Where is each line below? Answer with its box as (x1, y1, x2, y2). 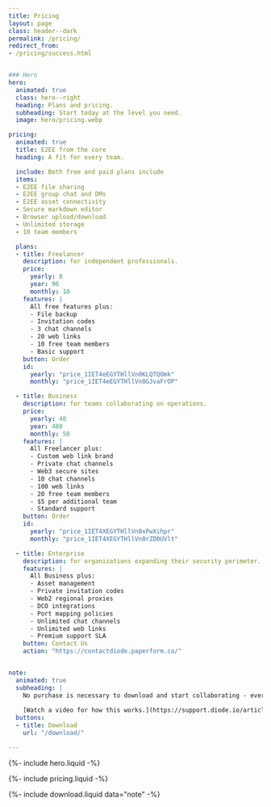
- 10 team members (15, 228, 78, 236)
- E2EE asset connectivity (15, 198, 106, 206)
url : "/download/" (23, 729, 85, 737)
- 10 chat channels (29, 474, 95, 483)
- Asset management (29, 579, 95, 588)
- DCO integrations (29, 602, 95, 610)
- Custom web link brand (29, 452, 114, 460)
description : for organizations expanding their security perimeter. (23, 557, 262, 565)
